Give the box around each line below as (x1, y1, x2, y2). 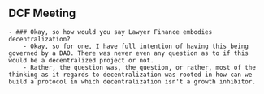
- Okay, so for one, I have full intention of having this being (23, 42, 249, 50)
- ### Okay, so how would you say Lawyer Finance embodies (8, 28, 213, 36)
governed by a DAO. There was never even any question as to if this (8, 49, 249, 58)
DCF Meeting (8, 6, 76, 20)
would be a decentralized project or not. (8, 56, 154, 64)
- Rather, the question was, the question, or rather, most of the (23, 63, 256, 71)
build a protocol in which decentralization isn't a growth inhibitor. (8, 77, 256, 86)
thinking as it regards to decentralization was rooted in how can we (8, 70, 253, 79)
